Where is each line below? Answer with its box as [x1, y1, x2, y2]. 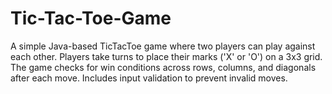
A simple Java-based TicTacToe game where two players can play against [10, 40, 316, 52]
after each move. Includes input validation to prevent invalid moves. [10, 72, 288, 84]
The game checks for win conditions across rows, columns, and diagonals [10, 61, 317, 73]
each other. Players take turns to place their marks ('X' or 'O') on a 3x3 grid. [10, 50, 323, 62]
